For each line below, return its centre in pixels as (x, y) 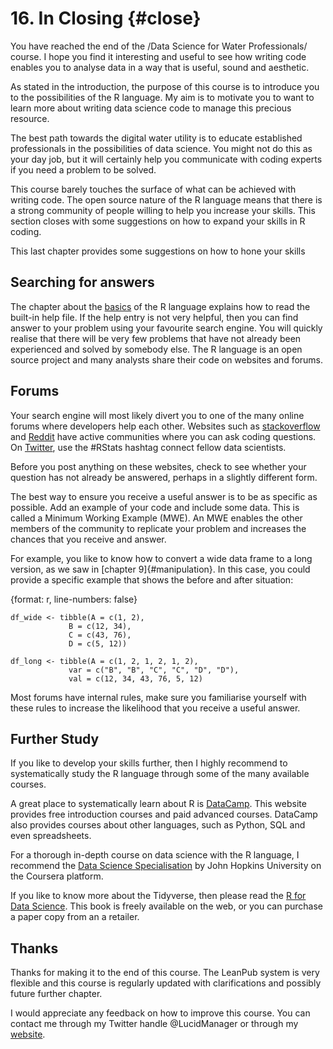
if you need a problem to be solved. (83, 169)
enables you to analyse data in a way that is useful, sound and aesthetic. (160, 67)
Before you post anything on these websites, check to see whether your (158, 466)
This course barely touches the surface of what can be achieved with (153, 189)
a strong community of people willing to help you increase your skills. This (163, 210)
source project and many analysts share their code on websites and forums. (167, 359)
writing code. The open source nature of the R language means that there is (166, 199)
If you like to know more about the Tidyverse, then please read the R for (158, 896)
